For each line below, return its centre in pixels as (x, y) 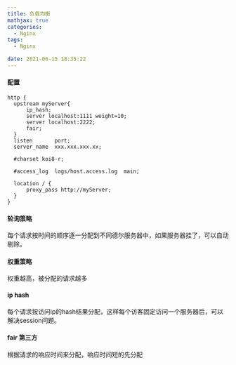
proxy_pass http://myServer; (68, 190)
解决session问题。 (34, 320)
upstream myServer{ (42, 104)
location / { (33, 184)
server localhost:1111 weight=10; (77, 117)
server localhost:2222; (61, 122)
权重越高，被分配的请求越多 (47, 279)
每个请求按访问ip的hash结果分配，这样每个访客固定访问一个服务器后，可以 (115, 311)
